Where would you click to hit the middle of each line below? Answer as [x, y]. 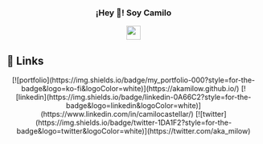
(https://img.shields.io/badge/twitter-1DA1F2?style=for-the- [134, 122]
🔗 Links [25, 60]
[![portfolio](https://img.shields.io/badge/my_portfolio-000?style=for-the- [134, 80]
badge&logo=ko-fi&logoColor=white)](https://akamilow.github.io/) [130, 89]
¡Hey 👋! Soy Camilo [134, 13]
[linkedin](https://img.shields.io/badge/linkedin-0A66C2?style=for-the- [134, 97]
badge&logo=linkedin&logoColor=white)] [134, 106]
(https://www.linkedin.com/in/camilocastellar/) [117, 114]
